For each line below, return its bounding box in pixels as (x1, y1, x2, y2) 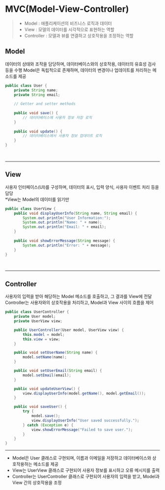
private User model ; (14, 314, 56, 319)
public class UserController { (5, 309, 69, 315)
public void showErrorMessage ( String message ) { (14, 238, 115, 243)
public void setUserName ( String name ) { (14, 350, 98, 355)
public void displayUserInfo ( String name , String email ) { (14, 211, 137, 216)
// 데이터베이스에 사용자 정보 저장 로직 (23, 115, 92, 120)
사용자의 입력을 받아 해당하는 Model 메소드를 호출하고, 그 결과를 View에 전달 (5, 294, 152, 299)
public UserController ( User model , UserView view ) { (14, 327, 124, 332)
